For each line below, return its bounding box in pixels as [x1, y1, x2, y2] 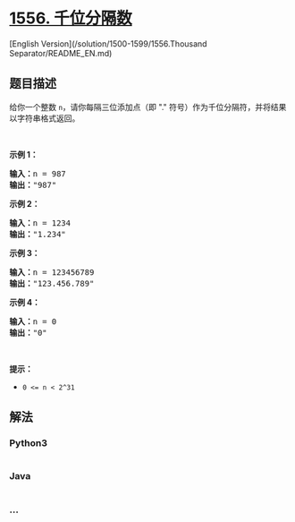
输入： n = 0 [9, 316, 57, 327]
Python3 [9, 437, 47, 449]
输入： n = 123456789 [9, 267, 95, 278]
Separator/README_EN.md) [9, 47, 113, 58]
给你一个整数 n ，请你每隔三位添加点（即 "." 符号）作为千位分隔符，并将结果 [9, 101, 287, 112]
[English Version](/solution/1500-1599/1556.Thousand [9, 38, 207, 49]
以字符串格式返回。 [9, 113, 80, 124]
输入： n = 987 [9, 168, 67, 179]
